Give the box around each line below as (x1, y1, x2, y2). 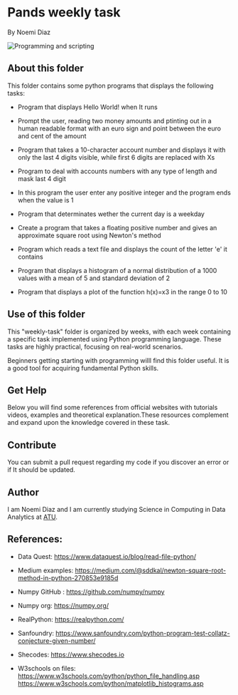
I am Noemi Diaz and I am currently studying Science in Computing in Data (7, 505, 226, 513)
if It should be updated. (7, 465, 76, 474)
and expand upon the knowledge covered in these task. (7, 418, 171, 427)
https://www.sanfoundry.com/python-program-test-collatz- (55, 629, 231, 637)
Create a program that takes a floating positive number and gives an (17, 223, 217, 232)
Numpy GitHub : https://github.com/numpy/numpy (17, 587, 165, 596)
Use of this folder (7, 308, 85, 321)
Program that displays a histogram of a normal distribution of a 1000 (17, 266, 217, 274)
